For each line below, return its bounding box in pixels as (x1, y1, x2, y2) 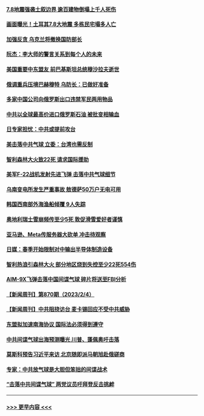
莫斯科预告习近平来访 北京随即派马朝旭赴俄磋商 (6, 351, 125, 358)
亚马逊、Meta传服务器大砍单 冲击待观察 (6, 230, 106, 238)
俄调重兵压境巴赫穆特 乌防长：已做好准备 (6, 81, 109, 88)
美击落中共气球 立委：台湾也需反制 (6, 140, 93, 148)
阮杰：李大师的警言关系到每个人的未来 (6, 50, 102, 58)
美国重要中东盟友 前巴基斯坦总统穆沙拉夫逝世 (6, 65, 120, 73)
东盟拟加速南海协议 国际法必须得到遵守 (6, 321, 104, 328)
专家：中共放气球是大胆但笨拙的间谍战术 (6, 366, 107, 373)
